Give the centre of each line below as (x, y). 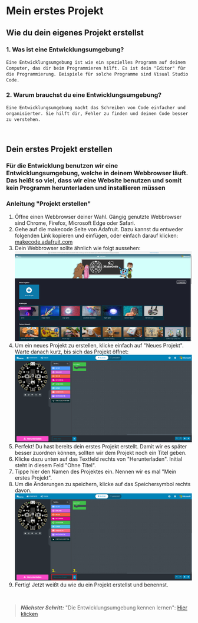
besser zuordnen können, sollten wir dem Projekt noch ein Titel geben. (100, 453)
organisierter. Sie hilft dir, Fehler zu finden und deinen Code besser (97, 114)
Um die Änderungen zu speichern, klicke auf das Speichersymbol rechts (103, 484)
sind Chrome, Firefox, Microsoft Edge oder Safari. (75, 223)
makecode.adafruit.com (44, 242)
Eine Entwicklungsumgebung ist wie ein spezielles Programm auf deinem (96, 62)
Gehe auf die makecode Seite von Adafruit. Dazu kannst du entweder (99, 229)
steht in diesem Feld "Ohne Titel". (55, 465)
